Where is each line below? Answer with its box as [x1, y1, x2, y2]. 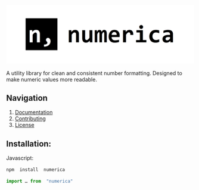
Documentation [14, 109, 53, 116]
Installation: [6, 139, 52, 149]
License [14, 122, 35, 129]
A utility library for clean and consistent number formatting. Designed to [6, 69, 183, 76]
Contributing [14, 115, 46, 122]
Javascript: [6, 154, 34, 162]
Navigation [6, 93, 48, 103]
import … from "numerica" [6, 178, 73, 184]
